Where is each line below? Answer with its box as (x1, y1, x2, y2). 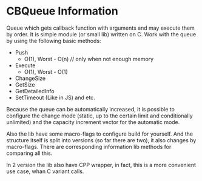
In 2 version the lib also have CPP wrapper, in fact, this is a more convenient (6, 161, 196, 168)
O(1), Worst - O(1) (24, 68, 68, 75)
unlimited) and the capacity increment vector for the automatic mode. (6, 118, 180, 125)
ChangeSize (15, 74, 46, 82)
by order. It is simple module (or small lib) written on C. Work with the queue (6, 30, 197, 38)
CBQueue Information (6, 4, 118, 18)
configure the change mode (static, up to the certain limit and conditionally (6, 112, 193, 119)
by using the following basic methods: (6, 37, 101, 44)
